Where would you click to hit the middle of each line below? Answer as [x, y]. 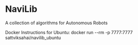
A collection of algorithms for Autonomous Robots [57, 23]
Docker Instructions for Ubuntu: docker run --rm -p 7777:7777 [69, 32]
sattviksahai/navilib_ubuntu [33, 38]
